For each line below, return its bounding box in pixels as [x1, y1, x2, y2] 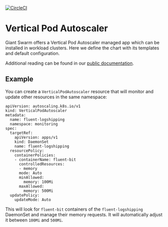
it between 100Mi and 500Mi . [5, 217, 64, 223]
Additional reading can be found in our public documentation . [5, 60, 134, 66]
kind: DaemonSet [14, 139, 49, 145]
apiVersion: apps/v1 [14, 135, 58, 140]
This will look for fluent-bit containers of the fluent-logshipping [5, 206, 144, 212]
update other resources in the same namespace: [5, 94, 107, 100]
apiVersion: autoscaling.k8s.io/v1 [5, 103, 81, 109]
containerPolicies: [14, 153, 56, 158]
